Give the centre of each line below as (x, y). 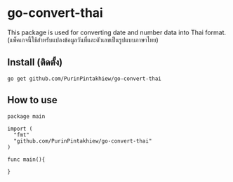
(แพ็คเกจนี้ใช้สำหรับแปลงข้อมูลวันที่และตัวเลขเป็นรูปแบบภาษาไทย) (83, 39)
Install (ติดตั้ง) (35, 62)
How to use (32, 100)
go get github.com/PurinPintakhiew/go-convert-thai (84, 79)
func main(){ (26, 160)
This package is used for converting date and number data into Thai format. (117, 32)
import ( (20, 129)
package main (26, 116)
